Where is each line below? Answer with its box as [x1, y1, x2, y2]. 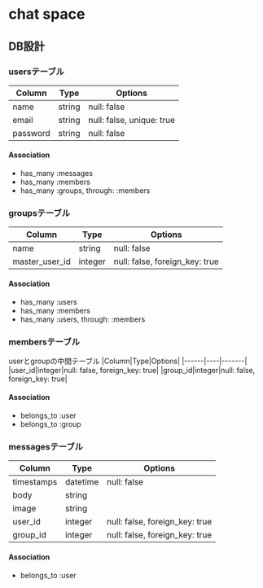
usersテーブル [8, 66, 65, 77]
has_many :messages [20, 169, 94, 178]
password [12, 127, 50, 138]
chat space [8, 5, 85, 24]
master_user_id [12, 256, 71, 267]
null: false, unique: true [88, 114, 175, 125]
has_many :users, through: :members [20, 314, 146, 324]
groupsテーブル [8, 208, 71, 218]
